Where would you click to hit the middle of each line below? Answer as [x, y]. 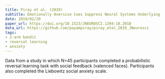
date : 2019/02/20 [23, 19]
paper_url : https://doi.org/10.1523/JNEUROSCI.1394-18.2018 [68, 23]
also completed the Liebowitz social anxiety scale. [56, 71]
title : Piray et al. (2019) [34, 10]
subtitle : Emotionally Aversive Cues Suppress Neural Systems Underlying [83, 14]
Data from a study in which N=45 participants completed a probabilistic [78, 60]
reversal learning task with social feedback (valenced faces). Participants [80, 66]
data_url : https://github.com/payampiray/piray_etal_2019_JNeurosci [77, 28]
